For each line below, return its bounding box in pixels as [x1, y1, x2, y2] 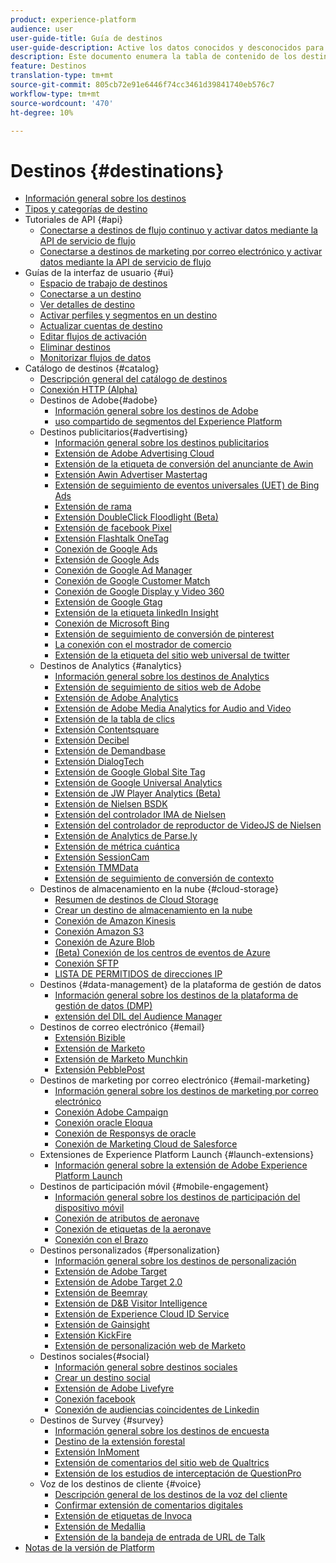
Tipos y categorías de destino [24, 203, 148, 215]
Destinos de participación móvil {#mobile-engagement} [39, 1181, 270, 1193]
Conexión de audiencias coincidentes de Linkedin [54, 1404, 260, 1416]
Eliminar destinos [39, 341, 111, 353]
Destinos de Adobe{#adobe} [39, 394, 158, 406]
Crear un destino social [54, 1372, 151, 1384]
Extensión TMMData [54, 862, 139, 874]
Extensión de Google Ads [54, 554, 160, 566]
